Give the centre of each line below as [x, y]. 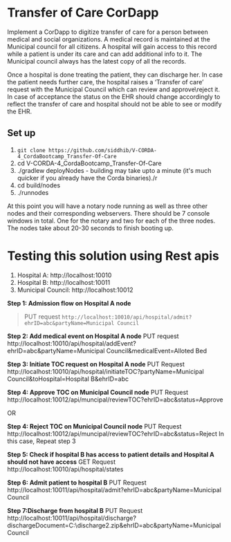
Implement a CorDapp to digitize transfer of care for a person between [108, 32]
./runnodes [33, 192]
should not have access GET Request [62, 462]
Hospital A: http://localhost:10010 [64, 275]
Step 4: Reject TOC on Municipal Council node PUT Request [94, 426]
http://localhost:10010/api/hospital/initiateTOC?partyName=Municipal [105, 371]
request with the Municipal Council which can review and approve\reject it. [113, 89]
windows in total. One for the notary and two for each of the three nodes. [111, 221]
